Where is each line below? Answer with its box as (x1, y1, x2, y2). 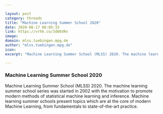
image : (5, 34, 18, 39)
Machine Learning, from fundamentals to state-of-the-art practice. (5, 103, 138, 109)
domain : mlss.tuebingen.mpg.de (5, 38, 68, 43)
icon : (5, 47, 16, 52)
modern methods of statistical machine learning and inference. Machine (5, 93, 149, 99)
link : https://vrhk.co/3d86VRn (5, 29, 68, 34)
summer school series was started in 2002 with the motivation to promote (5, 88, 153, 94)
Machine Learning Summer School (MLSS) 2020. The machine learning (5, 83, 148, 88)
